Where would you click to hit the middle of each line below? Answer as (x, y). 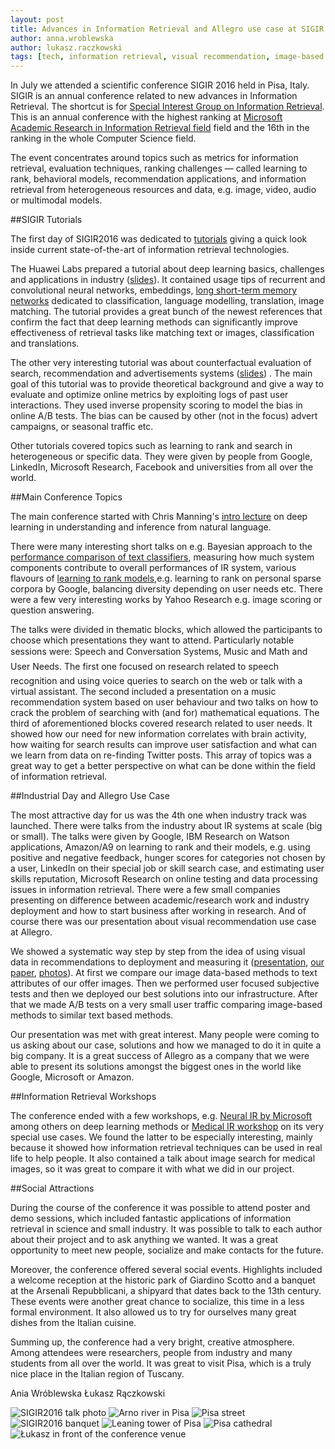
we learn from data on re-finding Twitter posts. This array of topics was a (161, 755)
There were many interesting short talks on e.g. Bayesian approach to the (161, 547)
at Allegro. (31, 932)
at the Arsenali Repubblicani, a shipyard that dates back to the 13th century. (166, 1291)
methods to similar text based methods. (92, 1015)
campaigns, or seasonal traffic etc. (82, 427)
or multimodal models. (56, 200)
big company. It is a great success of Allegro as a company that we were (160, 1056)
